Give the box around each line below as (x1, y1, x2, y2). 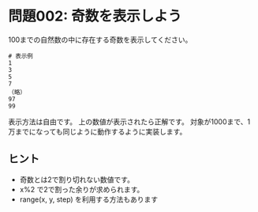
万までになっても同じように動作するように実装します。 (8, 127, 187, 136)
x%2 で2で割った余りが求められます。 (19, 184, 144, 194)
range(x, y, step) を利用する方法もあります (19, 195, 159, 204)
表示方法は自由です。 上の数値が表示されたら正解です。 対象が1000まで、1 (8, 116, 251, 127)
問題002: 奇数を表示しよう (8, 7, 182, 25)
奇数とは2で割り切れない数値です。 (19, 175, 134, 184)
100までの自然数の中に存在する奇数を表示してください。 (8, 35, 193, 44)
